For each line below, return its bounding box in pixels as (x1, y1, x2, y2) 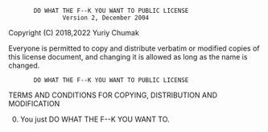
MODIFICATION (8, 99, 60, 108)
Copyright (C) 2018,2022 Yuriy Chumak (8, 28, 139, 37)
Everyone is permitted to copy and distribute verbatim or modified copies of (8, 43, 260, 53)
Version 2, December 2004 (62, 14, 150, 22)
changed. (8, 60, 40, 70)
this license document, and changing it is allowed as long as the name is (8, 52, 248, 61)
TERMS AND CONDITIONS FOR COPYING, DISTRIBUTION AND (8, 90, 218, 100)
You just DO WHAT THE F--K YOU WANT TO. (19, 114, 171, 124)
